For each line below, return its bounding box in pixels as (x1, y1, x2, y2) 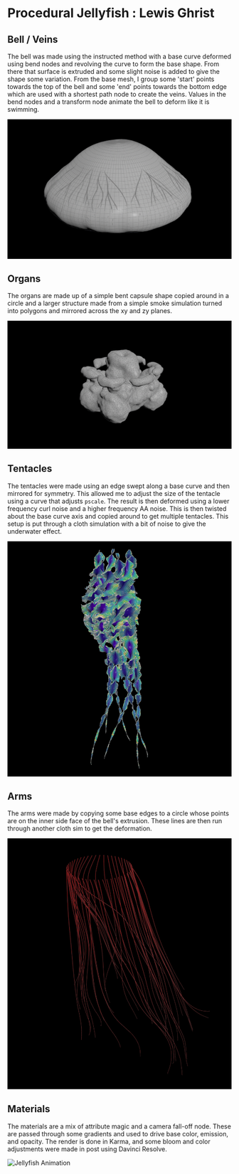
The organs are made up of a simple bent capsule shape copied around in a (7, 292, 230, 300)
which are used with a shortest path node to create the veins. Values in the (7, 90, 226, 98)
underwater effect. (7, 527, 63, 535)
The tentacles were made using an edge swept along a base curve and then (7, 482, 230, 490)
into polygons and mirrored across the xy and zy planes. (7, 307, 173, 315)
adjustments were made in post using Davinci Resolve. (7, 1144, 167, 1153)
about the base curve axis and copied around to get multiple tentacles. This (7, 512, 229, 520)
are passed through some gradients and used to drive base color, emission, (7, 1129, 229, 1138)
